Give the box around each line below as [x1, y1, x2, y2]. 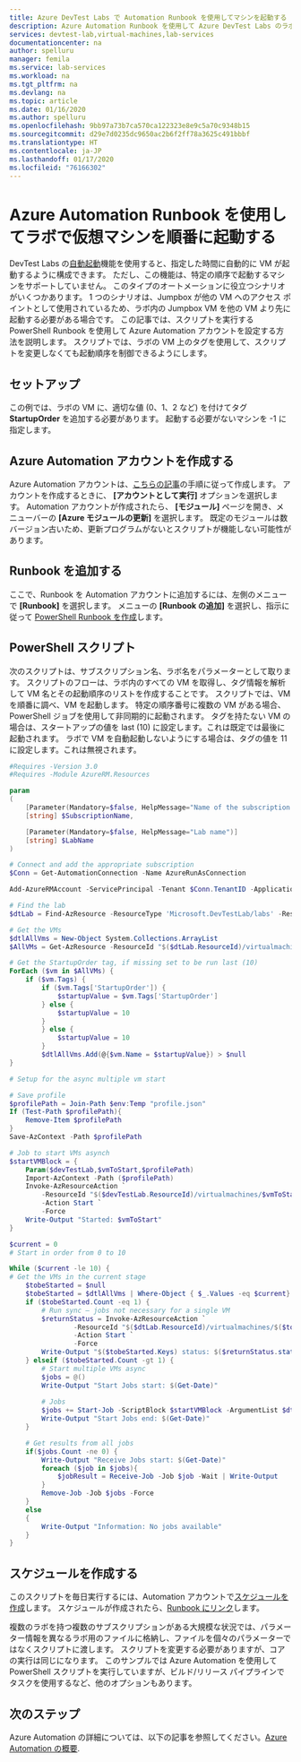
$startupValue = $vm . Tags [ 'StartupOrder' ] [56, 991, 219, 1000]
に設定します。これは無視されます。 [9, 744, 142, 755]
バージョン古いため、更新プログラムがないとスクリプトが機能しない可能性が [9, 523, 292, 534]
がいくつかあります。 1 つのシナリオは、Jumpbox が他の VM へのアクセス [9, 292, 281, 303]
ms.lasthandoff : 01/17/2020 [9, 154, 115, 164]
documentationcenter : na [9, 38, 102, 48]
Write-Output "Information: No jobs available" [41, 1522, 222, 1531]
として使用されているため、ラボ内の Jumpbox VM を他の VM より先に [32, 303, 291, 314]
